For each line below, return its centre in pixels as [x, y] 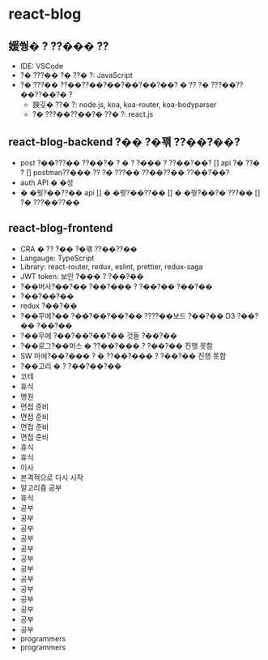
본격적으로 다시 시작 [51, 477]
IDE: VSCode [42, 66]
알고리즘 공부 [41, 487]
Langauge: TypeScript [57, 258]
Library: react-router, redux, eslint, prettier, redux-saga [111, 266]
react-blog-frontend [61, 228]
